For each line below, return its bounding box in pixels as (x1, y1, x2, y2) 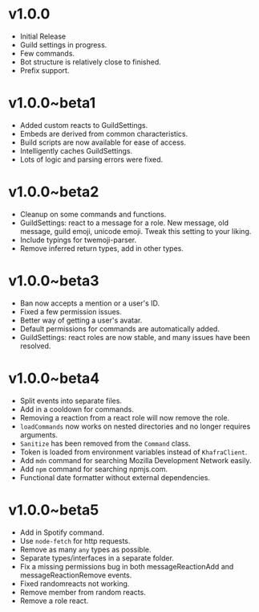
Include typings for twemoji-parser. (19, 235, 137, 244)
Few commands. (19, 48, 75, 58)
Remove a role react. (19, 596, 89, 606)
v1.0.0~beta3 (8, 272, 99, 290)
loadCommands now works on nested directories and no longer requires (19, 421, 251, 431)
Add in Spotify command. (19, 528, 104, 537)
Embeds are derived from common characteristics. (19, 129, 188, 138)
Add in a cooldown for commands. (19, 404, 134, 414)
